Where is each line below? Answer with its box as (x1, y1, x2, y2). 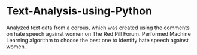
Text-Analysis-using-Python (6, 4, 153, 18)
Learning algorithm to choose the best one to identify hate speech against (6, 36, 189, 44)
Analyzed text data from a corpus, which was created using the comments (6, 24, 190, 31)
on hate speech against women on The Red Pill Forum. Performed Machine (6, 30, 192, 37)
